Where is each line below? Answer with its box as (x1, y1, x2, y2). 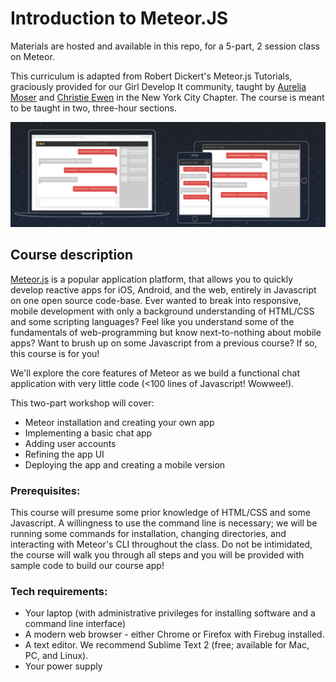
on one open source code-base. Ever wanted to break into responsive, (10, 294, 302, 306)
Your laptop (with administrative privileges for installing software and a (24, 607, 316, 619)
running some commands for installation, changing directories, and (10, 527, 287, 539)
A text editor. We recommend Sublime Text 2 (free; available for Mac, (24, 639, 310, 651)
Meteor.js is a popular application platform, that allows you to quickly (10, 273, 294, 285)
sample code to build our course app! (10, 559, 165, 571)
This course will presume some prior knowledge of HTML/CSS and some (10, 506, 311, 518)
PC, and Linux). (24, 650, 89, 662)
